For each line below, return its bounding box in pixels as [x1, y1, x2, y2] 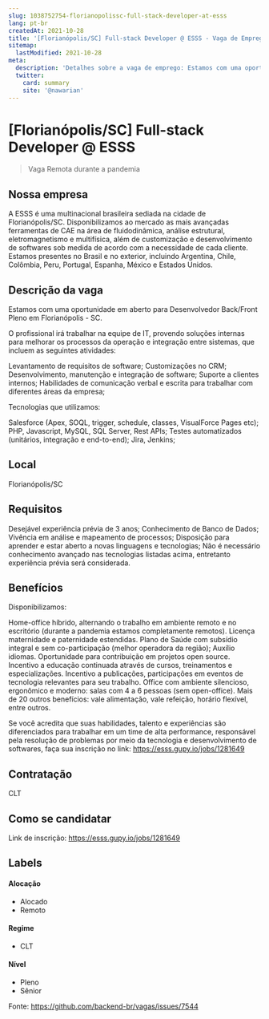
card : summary [22, 79, 70, 87]
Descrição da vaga [8, 283, 104, 297]
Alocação [8, 879, 42, 888]
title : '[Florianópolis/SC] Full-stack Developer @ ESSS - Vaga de [8, 34, 239, 42]
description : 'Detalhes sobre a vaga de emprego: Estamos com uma [15, 64, 242, 72]
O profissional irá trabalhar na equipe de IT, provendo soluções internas [8, 328, 246, 338]
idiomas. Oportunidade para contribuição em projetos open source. [8, 652, 231, 661]
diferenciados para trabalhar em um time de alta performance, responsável [8, 727, 256, 737]
